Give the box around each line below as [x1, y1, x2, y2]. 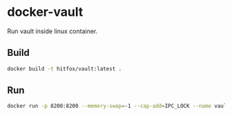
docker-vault [7, 4, 84, 20]
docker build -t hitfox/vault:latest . [7, 65, 122, 72]
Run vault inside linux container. [7, 27, 98, 35]
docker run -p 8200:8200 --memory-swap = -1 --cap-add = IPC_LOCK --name [7, 103, 212, 110]
